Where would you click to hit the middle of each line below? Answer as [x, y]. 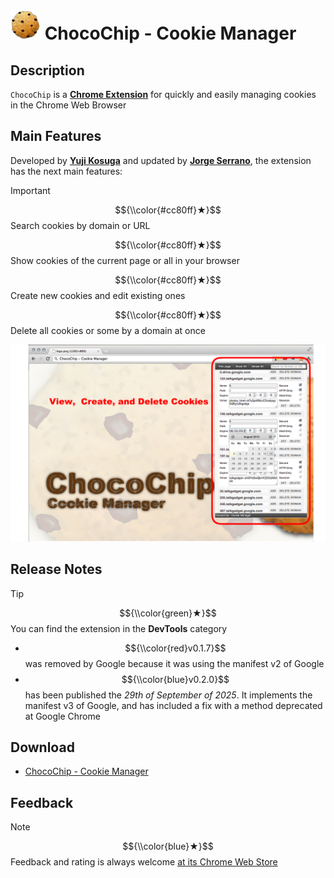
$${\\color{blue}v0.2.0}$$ [175, 679]
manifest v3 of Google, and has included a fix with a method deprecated [173, 705]
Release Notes [56, 569]
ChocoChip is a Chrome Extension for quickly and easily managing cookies [163, 94]
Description [47, 70]
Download [42, 747]
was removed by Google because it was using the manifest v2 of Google [174, 663]
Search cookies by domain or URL [80, 225]
